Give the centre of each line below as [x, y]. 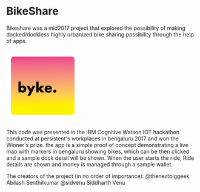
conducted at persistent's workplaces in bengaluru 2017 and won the [92, 139]
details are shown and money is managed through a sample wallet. [89, 164]
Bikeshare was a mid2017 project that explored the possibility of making [96, 28]
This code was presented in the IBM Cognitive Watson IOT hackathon [93, 132]
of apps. [17, 41]
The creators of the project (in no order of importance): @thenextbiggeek [98, 176]
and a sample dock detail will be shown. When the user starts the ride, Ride [100, 158]
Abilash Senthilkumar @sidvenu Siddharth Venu [66, 182]
